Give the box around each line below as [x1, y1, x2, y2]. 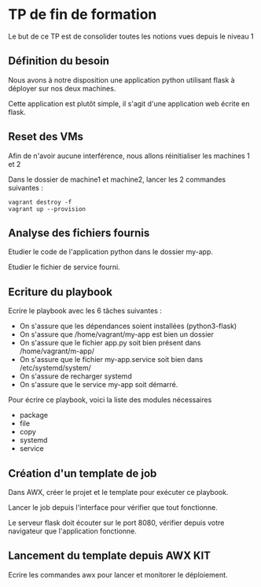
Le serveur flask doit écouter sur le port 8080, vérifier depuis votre [8, 518, 225, 527]
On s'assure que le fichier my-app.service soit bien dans [19, 355, 203, 364]
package [19, 411, 49, 420]
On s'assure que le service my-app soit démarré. [19, 380, 178, 389]
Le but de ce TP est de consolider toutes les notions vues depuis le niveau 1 [8, 31, 254, 41]
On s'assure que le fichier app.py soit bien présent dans [19, 338, 201, 348]
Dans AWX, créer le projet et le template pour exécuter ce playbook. [8, 488, 229, 497]
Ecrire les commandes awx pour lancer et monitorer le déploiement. [8, 570, 228, 579]
